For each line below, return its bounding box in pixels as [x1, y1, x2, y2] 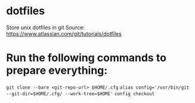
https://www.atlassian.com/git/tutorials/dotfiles [6, 30, 122, 37]
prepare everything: [6, 64, 108, 77]
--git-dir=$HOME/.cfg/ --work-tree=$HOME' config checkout [6, 90, 155, 96]
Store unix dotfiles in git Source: [6, 24, 85, 31]
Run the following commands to [6, 51, 167, 65]
